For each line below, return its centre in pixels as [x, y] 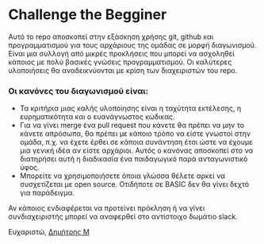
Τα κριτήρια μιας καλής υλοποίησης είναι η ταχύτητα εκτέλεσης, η [130, 108]
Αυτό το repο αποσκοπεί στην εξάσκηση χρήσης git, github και [111, 37]
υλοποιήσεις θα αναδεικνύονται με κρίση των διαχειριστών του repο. [123, 70]
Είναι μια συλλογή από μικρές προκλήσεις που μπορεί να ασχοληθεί [122, 53]
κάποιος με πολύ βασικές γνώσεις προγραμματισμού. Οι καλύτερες [120, 62]
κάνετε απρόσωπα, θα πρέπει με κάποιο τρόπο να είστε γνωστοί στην [135, 134]
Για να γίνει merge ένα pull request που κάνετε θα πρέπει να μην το [132, 126]
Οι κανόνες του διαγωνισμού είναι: [78, 91]
